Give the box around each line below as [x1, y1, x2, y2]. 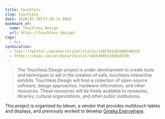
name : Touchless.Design [9, 26, 58, 31]
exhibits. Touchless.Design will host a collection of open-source [17, 77, 148, 83]
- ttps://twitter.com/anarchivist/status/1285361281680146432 [9, 49, 140, 54]
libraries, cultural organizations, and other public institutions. [17, 93, 141, 99]
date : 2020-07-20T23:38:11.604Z [5, 16, 72, 21]
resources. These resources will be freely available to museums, [17, 88, 149, 94]
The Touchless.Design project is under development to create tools [17, 67, 154, 73]
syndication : [5, 44, 32, 49]
